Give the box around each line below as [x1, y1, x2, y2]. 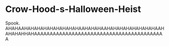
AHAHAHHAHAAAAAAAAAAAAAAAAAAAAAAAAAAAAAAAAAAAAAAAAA [5, 30, 162, 36]
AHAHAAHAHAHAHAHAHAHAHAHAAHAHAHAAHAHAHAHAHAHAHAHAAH [5, 25, 164, 31]
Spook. [5, 20, 20, 26]
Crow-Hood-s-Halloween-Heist [5, 3, 141, 15]
